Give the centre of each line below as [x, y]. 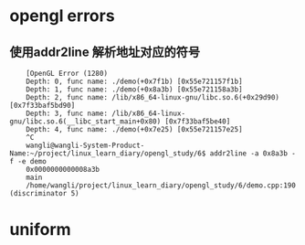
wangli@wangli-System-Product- [85, 145]
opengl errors [63, 16]
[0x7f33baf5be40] [198, 122]
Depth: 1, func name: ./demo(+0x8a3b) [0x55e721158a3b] [135, 90]
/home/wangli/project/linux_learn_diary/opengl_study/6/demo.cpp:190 [161, 186]
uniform [40, 230]
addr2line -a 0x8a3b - [253, 154]
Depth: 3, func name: [67, 113]
